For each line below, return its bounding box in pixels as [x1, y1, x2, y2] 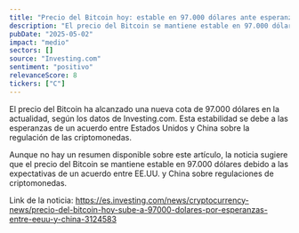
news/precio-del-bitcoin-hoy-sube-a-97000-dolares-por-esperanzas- [9, 204, 269, 214]
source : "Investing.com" [9, 54, 101, 63]
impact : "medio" [9, 37, 69, 47]
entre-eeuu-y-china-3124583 [9, 213, 117, 224]
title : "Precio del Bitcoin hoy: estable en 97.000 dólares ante [9, 12, 256, 22]
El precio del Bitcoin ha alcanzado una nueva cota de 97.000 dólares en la [9, 103, 280, 114]
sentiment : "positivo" [9, 63, 93, 72]
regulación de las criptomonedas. [9, 132, 132, 142]
